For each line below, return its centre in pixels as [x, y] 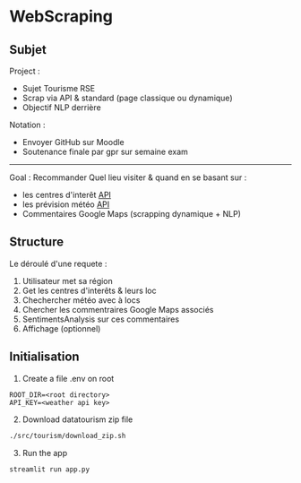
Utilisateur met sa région [68, 280]
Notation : [28, 125]
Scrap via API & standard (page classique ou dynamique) [127, 98]
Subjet [28, 50]
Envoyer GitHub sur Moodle [73, 142]
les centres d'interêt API [67, 195]
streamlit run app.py [50, 469]
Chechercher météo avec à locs [81, 300]
